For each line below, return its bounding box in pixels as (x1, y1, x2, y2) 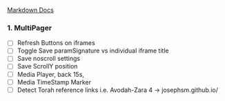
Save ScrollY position (17, 62, 78, 71)
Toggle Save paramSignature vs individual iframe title (17, 46, 169, 55)
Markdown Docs (7, 6, 54, 14)
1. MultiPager (7, 23, 52, 33)
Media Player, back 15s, (17, 70, 85, 78)
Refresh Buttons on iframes (17, 39, 95, 47)
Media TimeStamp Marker (17, 77, 92, 86)
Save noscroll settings (17, 55, 81, 63)
